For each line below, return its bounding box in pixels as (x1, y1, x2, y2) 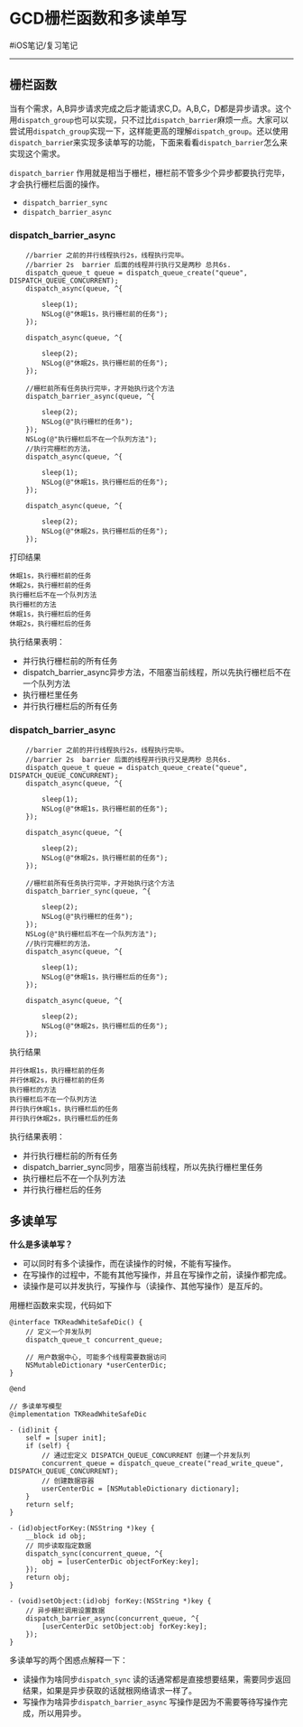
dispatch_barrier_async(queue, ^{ (25, 392, 155, 402)
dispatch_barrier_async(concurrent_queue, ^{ (25, 1614, 200, 1623)
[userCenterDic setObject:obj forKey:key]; (41, 1622, 207, 1631)
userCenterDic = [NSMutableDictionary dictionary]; (41, 1484, 241, 1494)
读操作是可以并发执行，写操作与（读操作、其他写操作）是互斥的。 (22, 1281, 268, 1292)
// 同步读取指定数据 (25, 1541, 92, 1551)
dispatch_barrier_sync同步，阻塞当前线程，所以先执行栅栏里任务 (22, 1162, 263, 1173)
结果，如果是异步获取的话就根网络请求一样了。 (22, 1685, 197, 1696)
